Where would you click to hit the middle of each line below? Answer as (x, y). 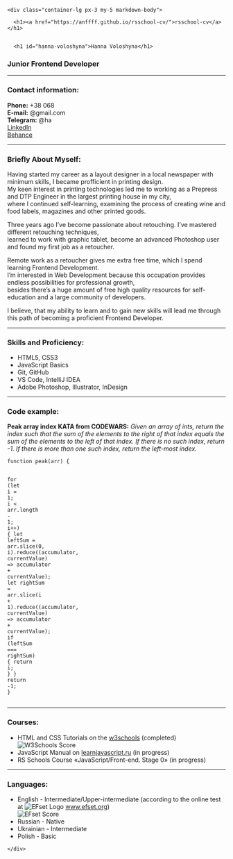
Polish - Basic (37, 836)
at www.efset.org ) (63, 807)
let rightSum (26, 583)
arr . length (23, 510)
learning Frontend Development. (53, 267)
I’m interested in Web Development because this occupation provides (106, 275)
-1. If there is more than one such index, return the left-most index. (102, 449)
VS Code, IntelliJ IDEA (49, 380)
